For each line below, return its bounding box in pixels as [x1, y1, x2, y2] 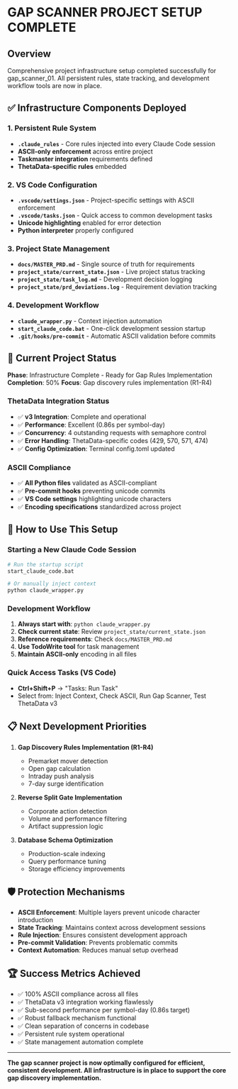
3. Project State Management [7, 243, 110, 253]
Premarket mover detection [28, 757, 108, 765]
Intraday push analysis [28, 772, 94, 780]
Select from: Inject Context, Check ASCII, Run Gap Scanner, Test [17, 691, 207, 700]
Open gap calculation [28, 764, 91, 772]
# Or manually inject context [7, 580, 97, 588]
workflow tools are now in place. [7, 82, 103, 89]
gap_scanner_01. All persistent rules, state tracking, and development [7, 74, 210, 82]
